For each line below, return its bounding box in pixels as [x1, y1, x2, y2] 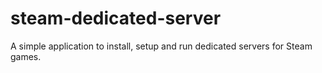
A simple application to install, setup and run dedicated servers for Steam [10, 40, 313, 52]
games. [10, 50, 42, 62]
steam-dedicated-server [10, 7, 222, 30]
